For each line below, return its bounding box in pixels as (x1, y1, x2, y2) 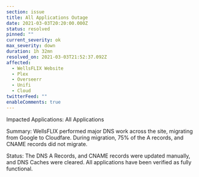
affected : (6, 59, 32, 65)
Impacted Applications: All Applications (6, 116, 104, 123)
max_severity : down (6, 43, 56, 49)
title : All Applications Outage (6, 15, 88, 21)
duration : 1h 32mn (6, 48, 53, 55)
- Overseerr (12, 76, 42, 82)
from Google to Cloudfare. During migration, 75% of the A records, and (6, 134, 184, 141)
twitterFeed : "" (6, 93, 47, 99)
